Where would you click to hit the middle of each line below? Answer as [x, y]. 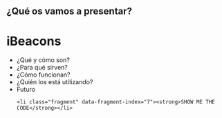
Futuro [26, 90]
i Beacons [34, 41]
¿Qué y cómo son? [43, 60]
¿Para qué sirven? [42, 68]
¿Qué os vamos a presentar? [70, 11]
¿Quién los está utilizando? [55, 82]
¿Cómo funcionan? [43, 75]
